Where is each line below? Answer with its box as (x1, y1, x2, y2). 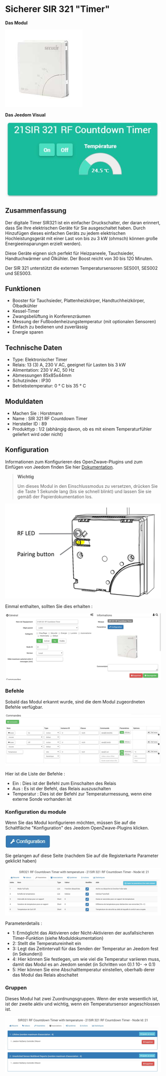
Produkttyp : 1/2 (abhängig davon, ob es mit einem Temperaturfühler (12, 426, 152, 432)
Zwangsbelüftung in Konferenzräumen (12, 313, 91, 319)
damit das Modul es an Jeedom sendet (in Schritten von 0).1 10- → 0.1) (12, 961, 156, 967)
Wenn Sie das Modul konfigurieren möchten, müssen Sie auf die (5, 819, 136, 826)
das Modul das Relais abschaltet (12, 972, 79, 978)
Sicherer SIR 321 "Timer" (5, 3, 110, 15)
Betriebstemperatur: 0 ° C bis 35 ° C (12, 383, 86, 389)
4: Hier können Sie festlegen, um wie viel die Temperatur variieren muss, (12, 956, 161, 962)
